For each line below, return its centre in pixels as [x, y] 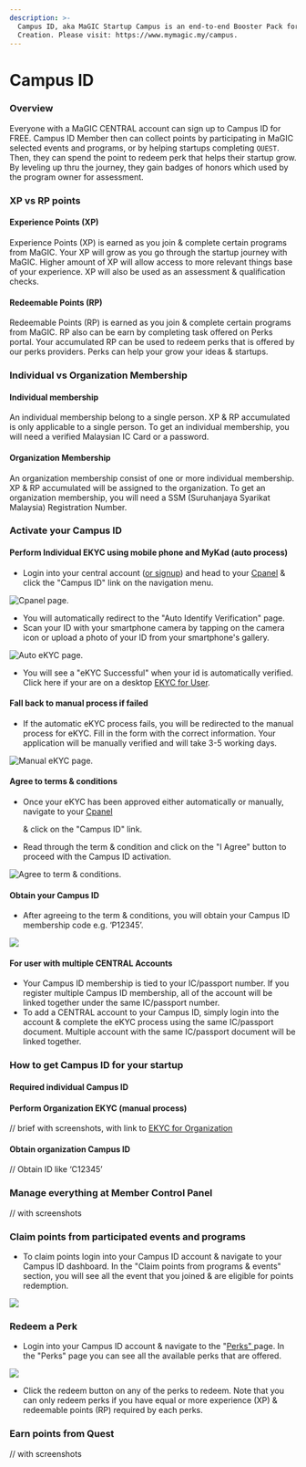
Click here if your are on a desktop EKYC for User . [117, 682]
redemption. [46, 1285]
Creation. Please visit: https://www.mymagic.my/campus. [128, 35]
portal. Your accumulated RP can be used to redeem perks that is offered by [152, 342]
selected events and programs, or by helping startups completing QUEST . [144, 148]
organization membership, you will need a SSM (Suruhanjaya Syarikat [140, 498]
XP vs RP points [45, 200]
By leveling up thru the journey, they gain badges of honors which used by [149, 167]
